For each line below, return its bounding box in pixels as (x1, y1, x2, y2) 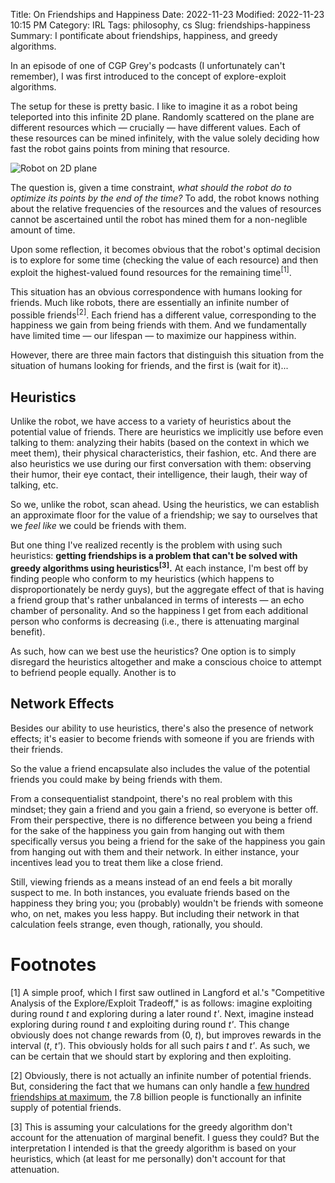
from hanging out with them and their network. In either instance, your (10, 845, 300, 858)
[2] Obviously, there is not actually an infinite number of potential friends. (10, 1069, 312, 1081)
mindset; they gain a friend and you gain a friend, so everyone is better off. (10, 803, 319, 815)
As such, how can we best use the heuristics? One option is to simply (10, 645, 297, 657)
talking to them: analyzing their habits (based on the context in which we (10, 437, 310, 449)
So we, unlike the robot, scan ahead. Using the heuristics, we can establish (10, 499, 320, 511)
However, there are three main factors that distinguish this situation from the (10, 349, 325, 361)
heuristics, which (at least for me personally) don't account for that (10, 1152, 286, 1164)
